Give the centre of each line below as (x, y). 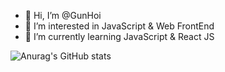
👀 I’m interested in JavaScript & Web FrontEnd (119, 26)
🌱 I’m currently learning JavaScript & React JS (119, 36)
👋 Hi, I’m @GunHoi (63, 15)
